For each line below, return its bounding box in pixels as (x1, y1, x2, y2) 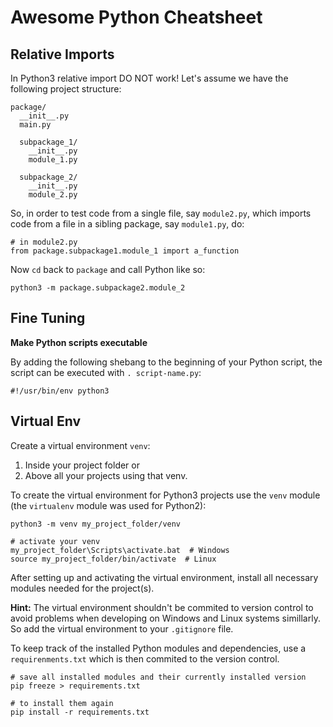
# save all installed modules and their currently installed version (10, 672, 307, 682)
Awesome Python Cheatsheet (10, 6, 263, 29)
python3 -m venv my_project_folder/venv (10, 519, 182, 529)
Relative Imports (10, 46, 115, 63)
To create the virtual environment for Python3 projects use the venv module (10, 489, 321, 501)
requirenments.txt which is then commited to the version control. (10, 652, 280, 665)
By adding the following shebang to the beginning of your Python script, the (10, 356, 323, 368)
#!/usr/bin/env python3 (10, 386, 110, 396)
